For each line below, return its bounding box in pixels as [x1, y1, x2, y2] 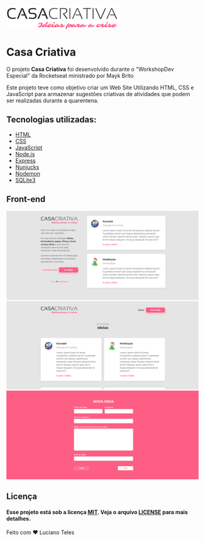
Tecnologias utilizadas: [6, 114, 96, 125]
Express [15, 157, 36, 164]
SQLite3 [15, 176, 36, 184]
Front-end [6, 194, 46, 204]
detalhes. [6, 515, 31, 522]
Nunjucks [15, 163, 40, 171]
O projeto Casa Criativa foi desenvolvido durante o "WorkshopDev [6, 65, 174, 73]
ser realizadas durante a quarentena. [6, 97, 99, 104]
